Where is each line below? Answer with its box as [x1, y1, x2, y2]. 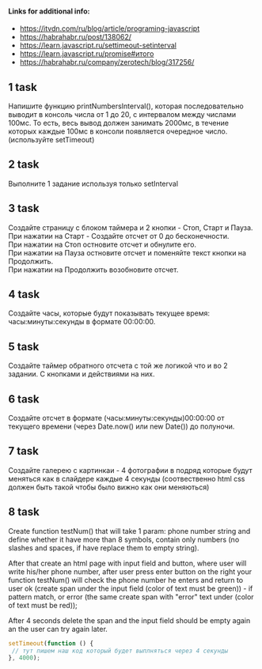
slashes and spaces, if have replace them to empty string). [8, 542, 199, 553]
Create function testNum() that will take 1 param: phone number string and [8, 526, 251, 535]
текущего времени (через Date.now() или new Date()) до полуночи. [8, 421, 235, 431]
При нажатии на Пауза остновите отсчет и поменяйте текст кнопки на [8, 248, 247, 257]
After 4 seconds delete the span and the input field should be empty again [8, 615, 251, 625]
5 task [8, 340, 40, 353]
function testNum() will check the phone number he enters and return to [8, 575, 244, 584]
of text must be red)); [8, 600, 78, 610]
